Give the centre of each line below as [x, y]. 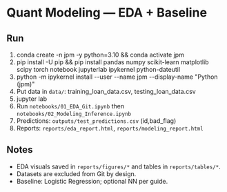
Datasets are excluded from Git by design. [76, 173]
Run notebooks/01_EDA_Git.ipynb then [70, 106]
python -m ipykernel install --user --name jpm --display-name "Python [117, 77]
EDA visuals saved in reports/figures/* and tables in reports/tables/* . [119, 166]
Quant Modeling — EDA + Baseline [107, 13]
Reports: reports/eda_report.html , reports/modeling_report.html [110, 128]
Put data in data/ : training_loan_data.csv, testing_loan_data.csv [106, 92]
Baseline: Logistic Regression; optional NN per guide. [92, 181]
